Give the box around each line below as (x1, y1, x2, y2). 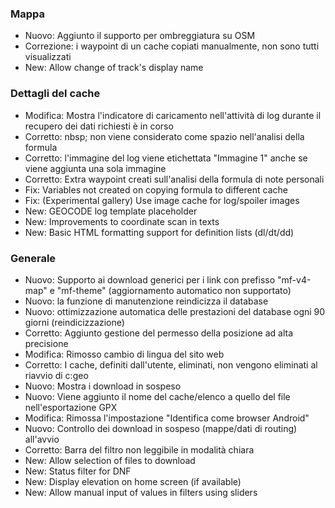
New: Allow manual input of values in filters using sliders (24, 486, 258, 498)
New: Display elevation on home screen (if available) (24, 475, 242, 487)
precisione (24, 337, 69, 349)
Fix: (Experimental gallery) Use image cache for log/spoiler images (24, 194, 300, 206)
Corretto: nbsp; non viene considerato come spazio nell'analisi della (24, 130, 305, 142)
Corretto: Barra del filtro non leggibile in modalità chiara (24, 443, 255, 456)
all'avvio (24, 433, 60, 445)
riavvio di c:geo (24, 369, 89, 381)
